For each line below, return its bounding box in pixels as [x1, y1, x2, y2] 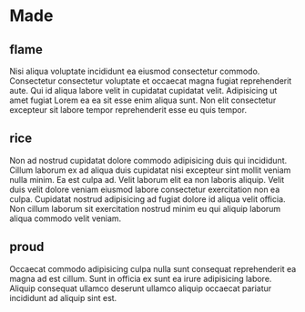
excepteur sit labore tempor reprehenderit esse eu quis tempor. [9, 105, 248, 115]
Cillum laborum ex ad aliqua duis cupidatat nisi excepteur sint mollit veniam [9, 165, 291, 176]
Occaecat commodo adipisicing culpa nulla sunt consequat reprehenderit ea [9, 263, 297, 274]
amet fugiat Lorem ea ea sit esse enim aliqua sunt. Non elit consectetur [9, 95, 277, 106]
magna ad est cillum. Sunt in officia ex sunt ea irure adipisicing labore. [9, 273, 272, 284]
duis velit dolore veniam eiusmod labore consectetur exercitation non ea [9, 184, 280, 195]
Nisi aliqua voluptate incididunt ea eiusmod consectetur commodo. [9, 65, 260, 76]
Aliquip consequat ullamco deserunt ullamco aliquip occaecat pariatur [9, 283, 272, 294]
